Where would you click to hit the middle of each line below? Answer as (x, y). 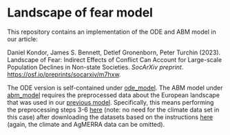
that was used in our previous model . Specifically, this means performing (111, 102)
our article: (22, 39)
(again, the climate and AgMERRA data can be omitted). (86, 124)
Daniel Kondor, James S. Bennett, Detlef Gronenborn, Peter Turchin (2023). (114, 52)
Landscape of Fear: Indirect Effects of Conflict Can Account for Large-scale (115, 59)
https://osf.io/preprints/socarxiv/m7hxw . (64, 74)
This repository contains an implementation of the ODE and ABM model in (112, 32)
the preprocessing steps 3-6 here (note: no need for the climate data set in (113, 110)
